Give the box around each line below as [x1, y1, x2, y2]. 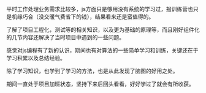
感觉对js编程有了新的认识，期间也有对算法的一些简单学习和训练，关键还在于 [6, 46, 199, 54]
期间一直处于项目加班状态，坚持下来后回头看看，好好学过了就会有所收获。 [6, 80, 194, 87]
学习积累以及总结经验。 [6, 54, 66, 61]
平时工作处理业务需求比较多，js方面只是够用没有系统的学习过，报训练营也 [6, 6, 193, 12]
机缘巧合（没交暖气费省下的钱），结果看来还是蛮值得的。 [11, 13, 154, 20]
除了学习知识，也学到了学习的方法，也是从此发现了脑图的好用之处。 [6, 67, 178, 75]
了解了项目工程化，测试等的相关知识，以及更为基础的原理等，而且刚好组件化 [6, 26, 200, 33]
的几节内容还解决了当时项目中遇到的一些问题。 [6, 34, 124, 41]
